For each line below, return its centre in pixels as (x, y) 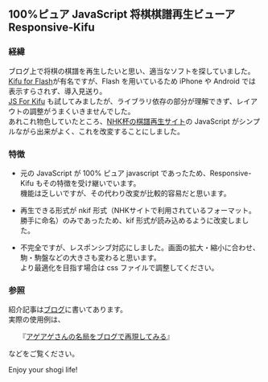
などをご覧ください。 (43, 354)
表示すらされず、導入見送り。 (58, 91)
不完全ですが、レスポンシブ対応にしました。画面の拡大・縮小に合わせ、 (140, 247)
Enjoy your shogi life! (43, 370)
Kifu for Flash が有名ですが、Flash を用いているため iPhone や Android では (132, 81)
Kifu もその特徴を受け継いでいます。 (80, 183)
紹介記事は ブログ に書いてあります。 (68, 310)
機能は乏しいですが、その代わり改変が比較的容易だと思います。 (125, 193)
